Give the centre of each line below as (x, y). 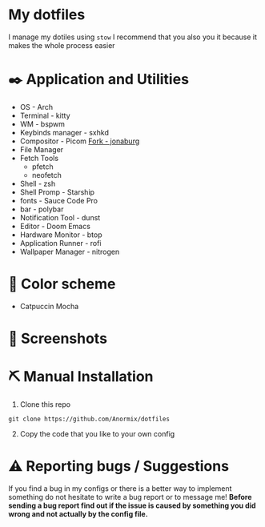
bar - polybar (42, 209)
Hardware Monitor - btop (61, 235)
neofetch (47, 175)
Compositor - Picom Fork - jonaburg (80, 141)
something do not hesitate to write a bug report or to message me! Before (130, 497)
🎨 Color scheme (62, 284)
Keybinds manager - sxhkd (64, 132)
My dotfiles (47, 15)
